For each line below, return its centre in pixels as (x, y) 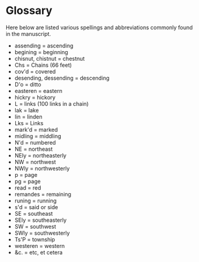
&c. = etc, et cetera (39, 252)
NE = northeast (33, 149)
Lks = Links (29, 123)
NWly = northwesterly (42, 168)
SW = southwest (35, 226)
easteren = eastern (38, 91)
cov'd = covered (35, 71)
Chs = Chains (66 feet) (43, 65)
